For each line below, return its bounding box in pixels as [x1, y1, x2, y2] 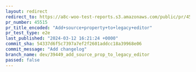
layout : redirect [5, 8, 48, 15]
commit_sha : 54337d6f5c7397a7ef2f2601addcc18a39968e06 [5, 41, 142, 47]
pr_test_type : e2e [5, 30, 50, 36]
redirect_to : [5, 14, 37, 20]
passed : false [5, 57, 40, 63]
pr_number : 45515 [5, 19, 48, 25]
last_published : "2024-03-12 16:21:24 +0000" [5, 35, 118, 41]
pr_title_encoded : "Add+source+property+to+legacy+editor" [5, 24, 153, 31]
